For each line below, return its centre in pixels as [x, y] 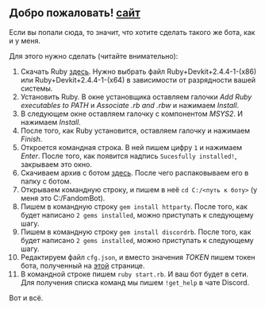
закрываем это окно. [56, 164]
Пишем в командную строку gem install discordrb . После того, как [136, 232]
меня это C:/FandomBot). [63, 198]
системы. [36, 88]
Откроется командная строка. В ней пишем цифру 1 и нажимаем [131, 147]
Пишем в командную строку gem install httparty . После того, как [134, 207]
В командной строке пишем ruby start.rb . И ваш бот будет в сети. [134, 274]
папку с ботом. [46, 181]
